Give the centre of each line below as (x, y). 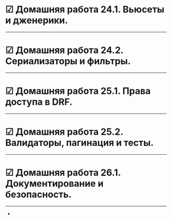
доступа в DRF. (39, 102)
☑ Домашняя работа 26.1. (63, 172)
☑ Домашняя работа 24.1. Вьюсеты (85, 10)
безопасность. (38, 194)
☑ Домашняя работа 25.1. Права (78, 91)
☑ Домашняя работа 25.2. (64, 132)
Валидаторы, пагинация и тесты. (80, 143)
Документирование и (55, 183)
